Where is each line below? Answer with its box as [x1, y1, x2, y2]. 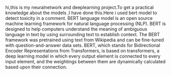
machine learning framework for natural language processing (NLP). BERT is [5, 20, 166, 27]
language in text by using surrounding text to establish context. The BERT [5, 32, 160, 37]
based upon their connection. [5, 64, 67, 70]
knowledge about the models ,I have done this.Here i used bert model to [5, 10, 157, 16]
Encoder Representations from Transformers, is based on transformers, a [5, 48, 160, 54]
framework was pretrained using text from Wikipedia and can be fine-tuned [5, 37, 164, 43]
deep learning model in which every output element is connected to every [5, 53, 161, 59]
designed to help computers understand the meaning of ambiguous [5, 26, 148, 32]
